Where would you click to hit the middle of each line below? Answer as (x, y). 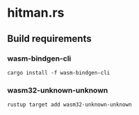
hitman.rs (36, 13)
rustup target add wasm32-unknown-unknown (69, 105)
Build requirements (49, 39)
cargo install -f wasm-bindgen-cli (59, 72)
